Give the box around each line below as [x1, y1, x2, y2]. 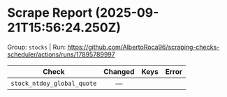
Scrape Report [7, 5, 93, 21]
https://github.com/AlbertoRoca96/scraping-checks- [67, 43, 220, 51]
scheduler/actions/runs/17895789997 [7, 50, 115, 59]
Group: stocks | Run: [7, 43, 66, 51]
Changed [103, 66, 135, 76]
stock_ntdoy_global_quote [10, 79, 97, 87]
